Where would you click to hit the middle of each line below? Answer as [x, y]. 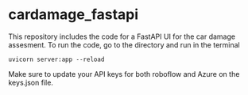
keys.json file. [31, 82]
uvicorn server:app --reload [56, 59]
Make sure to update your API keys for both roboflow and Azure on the [124, 74]
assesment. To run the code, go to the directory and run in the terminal [124, 44]
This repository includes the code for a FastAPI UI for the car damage [122, 36]
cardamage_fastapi [74, 15]
